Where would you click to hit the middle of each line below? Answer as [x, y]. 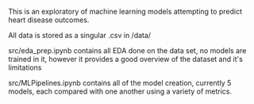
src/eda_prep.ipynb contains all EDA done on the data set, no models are [127, 50]
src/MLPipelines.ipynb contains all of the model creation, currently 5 [120, 83]
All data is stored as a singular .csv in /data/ [80, 35]
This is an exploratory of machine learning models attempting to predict [125, 12]
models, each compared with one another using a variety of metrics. [120, 91]
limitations [25, 67]
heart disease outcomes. [49, 20]
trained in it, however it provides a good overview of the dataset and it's [126, 59]
